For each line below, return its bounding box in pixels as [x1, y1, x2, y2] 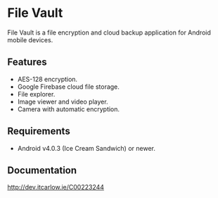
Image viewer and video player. [17, 97, 108, 106]
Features [7, 56, 47, 68]
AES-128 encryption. [17, 75, 78, 83]
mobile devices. [7, 35, 53, 44]
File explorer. [17, 89, 56, 98]
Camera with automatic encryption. [17, 104, 120, 113]
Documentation [7, 164, 77, 176]
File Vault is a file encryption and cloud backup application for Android [7, 28, 211, 37]
